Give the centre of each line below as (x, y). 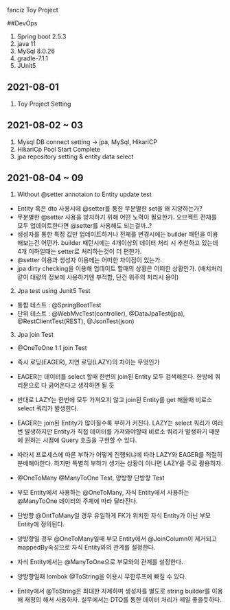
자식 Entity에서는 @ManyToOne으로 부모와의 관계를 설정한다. (100, 562)
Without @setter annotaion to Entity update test (84, 194)
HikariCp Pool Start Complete (59, 149)
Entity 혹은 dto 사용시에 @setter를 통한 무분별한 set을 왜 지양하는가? (110, 209)
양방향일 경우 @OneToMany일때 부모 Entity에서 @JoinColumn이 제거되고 (117, 539)
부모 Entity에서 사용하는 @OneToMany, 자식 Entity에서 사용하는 (103, 493)
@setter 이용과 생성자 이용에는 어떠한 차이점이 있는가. (90, 260)
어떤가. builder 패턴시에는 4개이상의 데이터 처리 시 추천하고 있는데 (129, 243)
